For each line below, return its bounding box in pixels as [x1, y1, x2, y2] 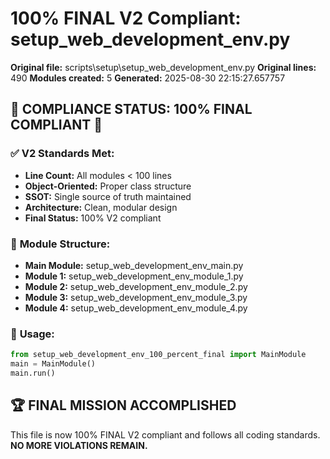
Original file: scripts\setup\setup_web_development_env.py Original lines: [10, 61, 317, 73]
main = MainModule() [10, 359, 97, 369]
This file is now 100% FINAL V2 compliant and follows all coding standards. [10, 428, 321, 441]
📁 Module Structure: [10, 237, 111, 251]
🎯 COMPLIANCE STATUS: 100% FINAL [10, 101, 253, 118]
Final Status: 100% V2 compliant [24, 212, 162, 224]
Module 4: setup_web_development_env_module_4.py [24, 302, 248, 314]
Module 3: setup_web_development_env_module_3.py [24, 291, 248, 303]
